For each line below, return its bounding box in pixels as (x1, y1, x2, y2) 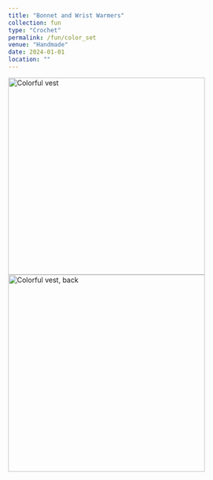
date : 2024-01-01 (8, 48, 65, 56)
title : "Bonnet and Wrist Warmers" (8, 11, 125, 20)
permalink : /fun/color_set (8, 33, 97, 42)
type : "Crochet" (8, 26, 61, 34)
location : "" (8, 56, 51, 64)
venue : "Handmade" (8, 41, 68, 49)
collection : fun (8, 19, 61, 27)
